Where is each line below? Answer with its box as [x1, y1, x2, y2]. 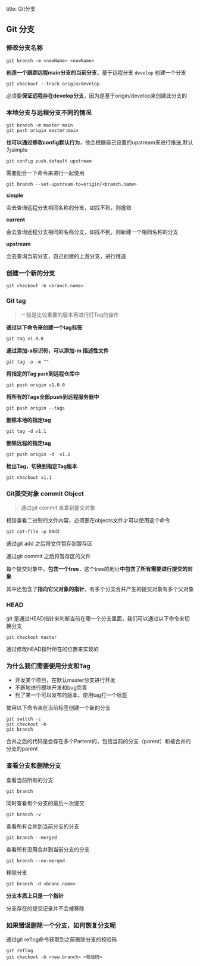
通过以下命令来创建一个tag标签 [6, 324, 83, 331]
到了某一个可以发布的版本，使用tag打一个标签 [14, 691, 127, 699]
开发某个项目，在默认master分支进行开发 [14, 676, 116, 684]
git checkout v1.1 [6, 474, 52, 481]
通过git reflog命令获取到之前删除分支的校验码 [6, 936, 117, 943]
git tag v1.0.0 [6, 336, 44, 342]
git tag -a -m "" [6, 359, 49, 365]
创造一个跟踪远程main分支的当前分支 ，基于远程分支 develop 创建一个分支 [6, 69, 186, 76]
